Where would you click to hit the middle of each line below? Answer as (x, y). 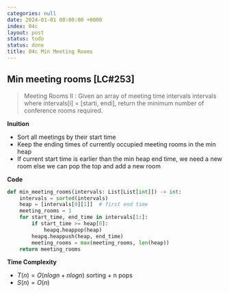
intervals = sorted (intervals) (64, 198)
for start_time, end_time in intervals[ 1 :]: (84, 217)
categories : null (32, 13)
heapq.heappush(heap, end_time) (78, 236)
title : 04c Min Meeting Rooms (50, 52)
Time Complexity (32, 262)
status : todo (26, 39)
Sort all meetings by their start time (66, 137)
